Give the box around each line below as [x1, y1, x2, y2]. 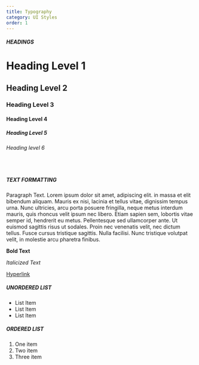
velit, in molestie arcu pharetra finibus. [6, 236, 100, 243]
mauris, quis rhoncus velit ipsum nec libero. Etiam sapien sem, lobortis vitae [6, 210, 193, 218]
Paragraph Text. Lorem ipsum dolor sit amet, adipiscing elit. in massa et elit [6, 191, 191, 199]
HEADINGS [6, 38, 34, 45]
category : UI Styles [6, 14, 58, 20]
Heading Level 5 [6, 129, 48, 136]
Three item [14, 353, 42, 360]
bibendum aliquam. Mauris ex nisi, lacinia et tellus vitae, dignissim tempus [6, 197, 188, 205]
